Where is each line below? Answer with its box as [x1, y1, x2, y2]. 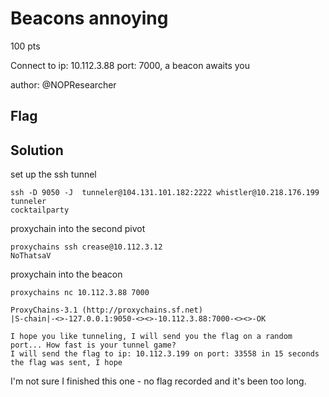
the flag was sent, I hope [10, 358, 123, 368]
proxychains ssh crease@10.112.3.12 [10, 242, 163, 252]
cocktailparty [10, 205, 70, 216]
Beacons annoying [10, 7, 169, 30]
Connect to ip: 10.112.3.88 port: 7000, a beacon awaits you [10, 59, 251, 71]
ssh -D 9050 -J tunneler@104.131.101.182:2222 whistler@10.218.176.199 [10, 188, 320, 198]
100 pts [10, 40, 41, 52]
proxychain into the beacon [10, 268, 123, 281]
